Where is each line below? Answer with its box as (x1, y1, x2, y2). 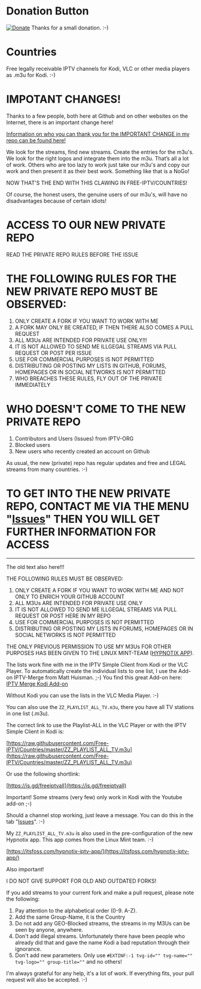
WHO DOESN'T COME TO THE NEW (6, 402, 187, 416)
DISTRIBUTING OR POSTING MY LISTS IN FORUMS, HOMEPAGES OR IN (14, 625, 193, 632)
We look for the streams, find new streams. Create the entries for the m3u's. (6, 148, 194, 156)
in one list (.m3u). (6, 710, 50, 717)
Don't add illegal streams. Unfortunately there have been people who (14, 933, 185, 940)
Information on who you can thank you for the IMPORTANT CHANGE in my (6, 130, 190, 138)
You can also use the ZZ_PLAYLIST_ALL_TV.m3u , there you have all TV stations (6, 703, 194, 710)
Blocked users (14, 441, 51, 448)
